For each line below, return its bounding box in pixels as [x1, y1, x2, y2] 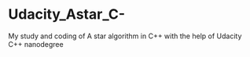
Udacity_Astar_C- [8, 5, 126, 23]
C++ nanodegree [8, 39, 64, 48]
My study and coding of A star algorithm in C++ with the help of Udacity [8, 31, 242, 41]
